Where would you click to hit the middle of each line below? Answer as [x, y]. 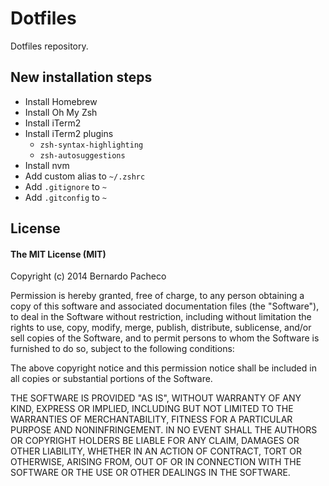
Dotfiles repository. [49, 46]
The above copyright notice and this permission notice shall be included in [163, 368]
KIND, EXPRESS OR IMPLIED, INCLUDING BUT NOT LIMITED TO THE [152, 409]
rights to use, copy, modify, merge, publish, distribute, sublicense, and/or [161, 328]
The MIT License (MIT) [58, 254]
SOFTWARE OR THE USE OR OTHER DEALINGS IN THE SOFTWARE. [150, 473]
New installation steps [81, 77]
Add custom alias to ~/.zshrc [85, 176]
